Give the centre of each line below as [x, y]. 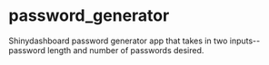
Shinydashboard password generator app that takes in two [118, 41]
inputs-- [245, 41]
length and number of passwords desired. [126, 50]
